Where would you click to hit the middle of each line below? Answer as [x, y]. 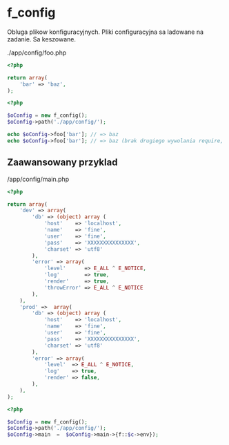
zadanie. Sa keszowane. [41, 39]
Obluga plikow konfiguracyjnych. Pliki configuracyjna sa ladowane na [106, 32]
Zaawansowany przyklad [62, 163]
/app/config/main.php [38, 179]
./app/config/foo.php [37, 53]
